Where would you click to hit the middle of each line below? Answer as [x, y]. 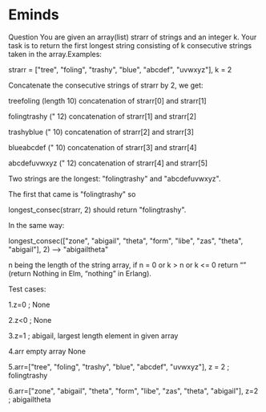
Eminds [34, 15]
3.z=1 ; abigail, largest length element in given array [93, 336]
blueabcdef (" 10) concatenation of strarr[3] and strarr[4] [103, 147]
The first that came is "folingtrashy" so [72, 194]
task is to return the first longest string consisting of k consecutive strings [130, 45]
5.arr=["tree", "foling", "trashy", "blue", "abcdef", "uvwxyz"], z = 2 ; [119, 366]
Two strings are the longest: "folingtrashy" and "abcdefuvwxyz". [115, 178]
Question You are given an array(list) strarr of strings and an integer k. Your [133, 37]
